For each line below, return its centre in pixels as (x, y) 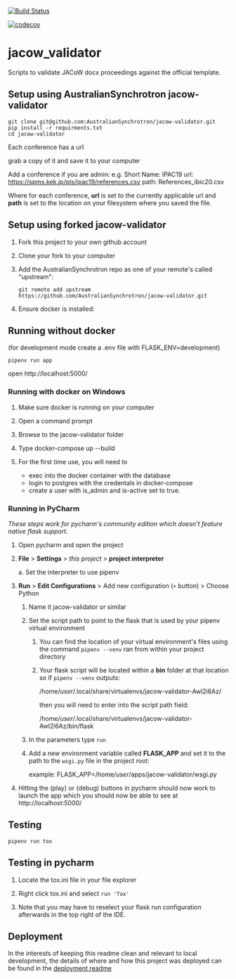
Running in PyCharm (44, 508)
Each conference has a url (46, 147)
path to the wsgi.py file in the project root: (89, 760)
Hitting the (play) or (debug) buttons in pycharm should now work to (117, 788)
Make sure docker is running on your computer (86, 407)
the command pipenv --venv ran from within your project (122, 649)
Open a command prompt (55, 421)
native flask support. (38, 531)
